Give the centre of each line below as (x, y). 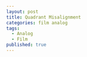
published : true (26, 45)
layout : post (22, 12)
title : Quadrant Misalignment (44, 17)
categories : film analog (37, 23)
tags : (13, 28)
